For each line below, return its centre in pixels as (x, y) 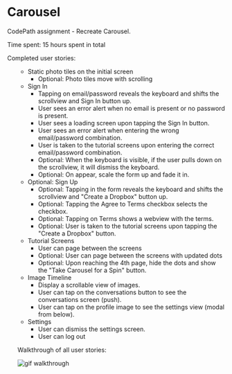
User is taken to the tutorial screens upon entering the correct (126, 145)
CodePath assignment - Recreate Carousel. (69, 31)
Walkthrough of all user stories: (62, 350)
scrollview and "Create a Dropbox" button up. (103, 196)
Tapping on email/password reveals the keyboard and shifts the (128, 93)
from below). (56, 314)
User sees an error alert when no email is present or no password (131, 108)
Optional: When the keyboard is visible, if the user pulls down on (130, 159)
